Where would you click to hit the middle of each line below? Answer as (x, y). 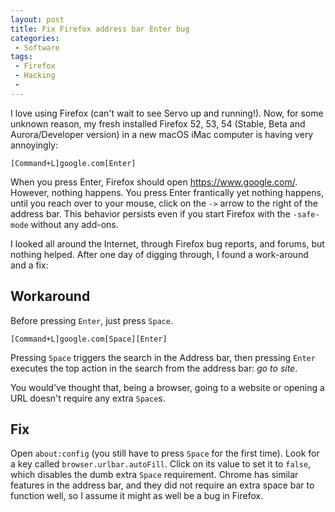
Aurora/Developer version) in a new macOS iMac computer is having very (162, 134)
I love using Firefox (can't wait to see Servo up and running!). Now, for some (167, 113)
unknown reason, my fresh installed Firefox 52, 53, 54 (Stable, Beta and (158, 123)
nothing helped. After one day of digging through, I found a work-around (159, 254)
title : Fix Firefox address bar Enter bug (100, 29)
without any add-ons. (74, 224)
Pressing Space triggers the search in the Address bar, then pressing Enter (163, 357)
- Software (37, 47)
